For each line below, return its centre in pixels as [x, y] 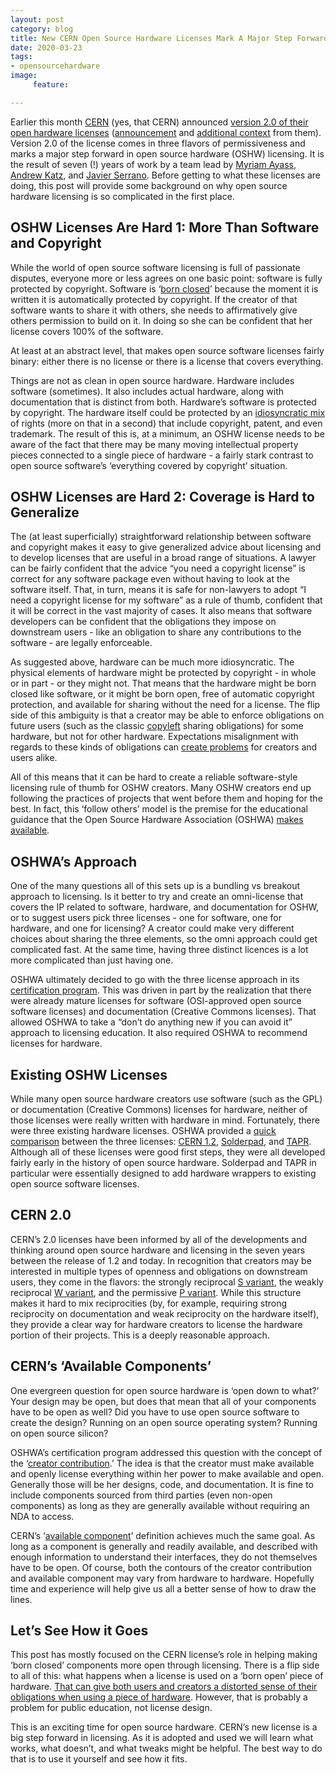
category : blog [42, 29]
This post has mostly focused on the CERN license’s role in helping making [164, 1655]
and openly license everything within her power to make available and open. [167, 1473]
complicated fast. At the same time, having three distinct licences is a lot [159, 950]
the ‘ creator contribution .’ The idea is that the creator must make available [162, 1463]
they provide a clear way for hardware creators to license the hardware [156, 1324]
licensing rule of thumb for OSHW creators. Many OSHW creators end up [161, 788]
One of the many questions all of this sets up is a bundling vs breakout [155, 886]
